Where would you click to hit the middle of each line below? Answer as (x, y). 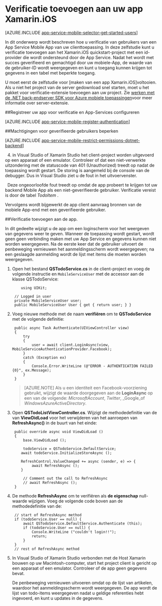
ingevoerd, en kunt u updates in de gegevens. (58, 598)
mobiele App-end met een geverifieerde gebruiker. (56, 210)
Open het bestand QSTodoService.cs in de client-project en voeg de (81, 269)
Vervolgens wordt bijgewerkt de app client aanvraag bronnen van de (73, 204)
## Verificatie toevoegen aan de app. (41, 219)
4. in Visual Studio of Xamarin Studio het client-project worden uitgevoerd (81, 155)
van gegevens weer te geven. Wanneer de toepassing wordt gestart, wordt (80, 233)
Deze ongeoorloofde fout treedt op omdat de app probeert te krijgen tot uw (82, 185)
